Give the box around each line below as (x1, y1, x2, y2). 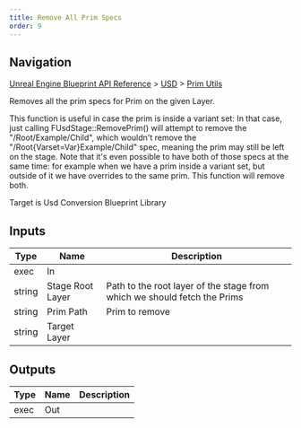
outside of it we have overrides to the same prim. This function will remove (9, 170, 285, 181)
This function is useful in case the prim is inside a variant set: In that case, (9, 113, 282, 124)
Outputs (9, 362, 56, 377)
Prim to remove (106, 306, 170, 319)
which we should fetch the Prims (106, 291, 244, 303)
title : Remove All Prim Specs (9, 13, 123, 22)
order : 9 (9, 22, 42, 31)
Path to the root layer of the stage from (106, 280, 270, 293)
